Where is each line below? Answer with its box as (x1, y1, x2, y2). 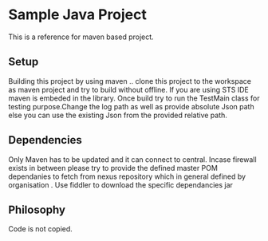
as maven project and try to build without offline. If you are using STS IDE (8, 85, 249, 94)
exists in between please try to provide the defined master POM (8, 163, 218, 172)
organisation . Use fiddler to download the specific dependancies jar (8, 180, 234, 189)
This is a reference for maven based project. (8, 32, 154, 41)
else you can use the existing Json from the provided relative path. (8, 110, 227, 120)
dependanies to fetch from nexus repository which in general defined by (8, 172, 246, 181)
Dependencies (8, 133, 82, 147)
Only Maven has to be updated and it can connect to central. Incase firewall (8, 154, 257, 164)
